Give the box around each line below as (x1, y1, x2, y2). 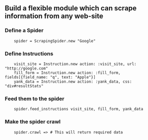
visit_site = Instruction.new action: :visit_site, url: (14, 61, 137, 66)
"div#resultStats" (5, 83, 44, 89)
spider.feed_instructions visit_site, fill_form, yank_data (14, 107, 143, 112)
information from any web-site (5, 12, 103, 21)
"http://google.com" (5, 65, 49, 71)
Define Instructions (5, 50, 54, 57)
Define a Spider (5, 27, 44, 34)
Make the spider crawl (5, 118, 61, 125)
